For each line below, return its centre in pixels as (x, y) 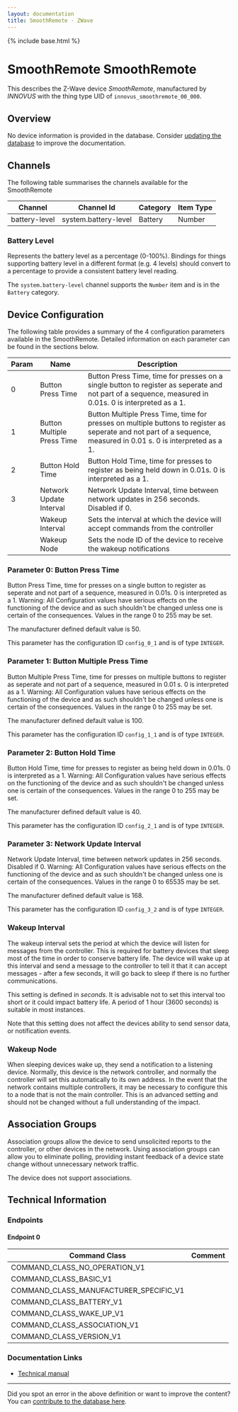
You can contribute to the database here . (67, 1401)
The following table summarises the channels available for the (98, 183)
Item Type (195, 207)
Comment (208, 1256)
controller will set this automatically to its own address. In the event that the (118, 1079)
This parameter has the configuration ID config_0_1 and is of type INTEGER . (116, 643)
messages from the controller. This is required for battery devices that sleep (118, 950)
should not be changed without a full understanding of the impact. (104, 1102)
